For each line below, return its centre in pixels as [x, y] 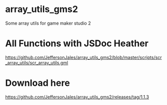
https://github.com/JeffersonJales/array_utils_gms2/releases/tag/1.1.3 [77, 97]
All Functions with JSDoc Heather [77, 43]
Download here [38, 83]
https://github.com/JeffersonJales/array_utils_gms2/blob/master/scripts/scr [83, 57]
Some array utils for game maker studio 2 [48, 23]
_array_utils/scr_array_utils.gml [37, 63]
